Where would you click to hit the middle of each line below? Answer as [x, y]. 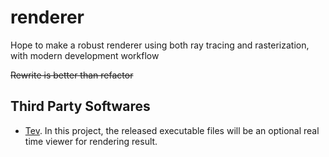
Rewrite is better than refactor [72, 75]
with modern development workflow [85, 55]
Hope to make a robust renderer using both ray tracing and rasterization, [160, 45]
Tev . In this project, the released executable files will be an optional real [172, 130]
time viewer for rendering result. [91, 141]
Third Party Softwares [80, 106]
